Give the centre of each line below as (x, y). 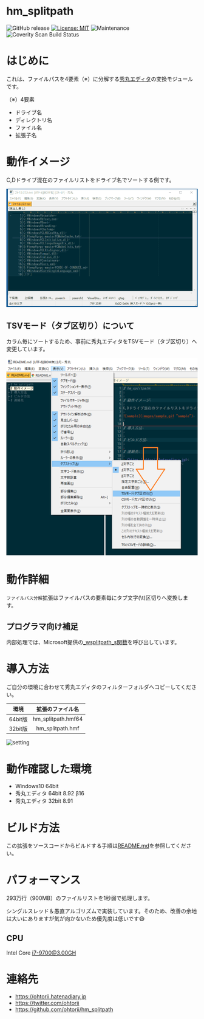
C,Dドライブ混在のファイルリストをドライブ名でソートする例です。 (90, 180)
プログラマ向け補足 (42, 626)
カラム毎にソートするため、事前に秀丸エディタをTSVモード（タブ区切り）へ (102, 341)
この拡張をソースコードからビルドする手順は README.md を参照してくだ (96, 846)
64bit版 (18, 719)
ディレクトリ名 (34, 120)
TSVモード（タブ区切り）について (70, 325)
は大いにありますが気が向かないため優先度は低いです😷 (76, 919)
